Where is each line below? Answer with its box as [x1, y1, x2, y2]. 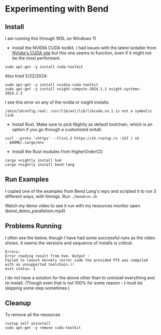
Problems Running [5, 222, 62, 230]
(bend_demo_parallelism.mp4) [5, 208, 66, 213]
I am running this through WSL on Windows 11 [5, 35, 96, 41]
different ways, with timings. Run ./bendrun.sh [5, 193, 98, 199]
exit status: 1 [5, 266, 36, 271]
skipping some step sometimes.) [5, 285, 70, 291]
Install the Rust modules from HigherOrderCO [12, 149, 103, 154]
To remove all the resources [5, 312, 60, 318]
